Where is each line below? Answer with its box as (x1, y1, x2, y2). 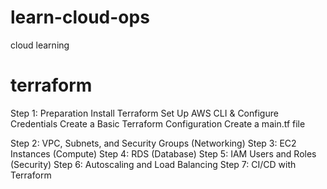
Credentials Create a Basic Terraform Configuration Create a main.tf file (10, 117, 306, 130)
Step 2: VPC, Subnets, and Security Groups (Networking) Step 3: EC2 (10, 137, 297, 149)
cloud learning (10, 39, 70, 51)
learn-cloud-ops (10, 6, 150, 29)
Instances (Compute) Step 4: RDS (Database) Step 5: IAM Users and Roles (10, 147, 317, 160)
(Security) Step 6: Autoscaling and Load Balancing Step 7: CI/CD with (10, 158, 297, 170)
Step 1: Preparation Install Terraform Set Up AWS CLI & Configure (10, 107, 279, 119)
